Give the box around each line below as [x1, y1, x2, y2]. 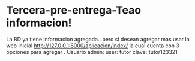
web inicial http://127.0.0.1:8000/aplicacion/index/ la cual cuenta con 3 [6, 42, 180, 49]
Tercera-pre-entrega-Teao [6, 4, 142, 17]
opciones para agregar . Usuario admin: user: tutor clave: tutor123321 [6, 48, 178, 55]
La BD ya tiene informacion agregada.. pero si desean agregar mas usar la [6, 36, 190, 43]
